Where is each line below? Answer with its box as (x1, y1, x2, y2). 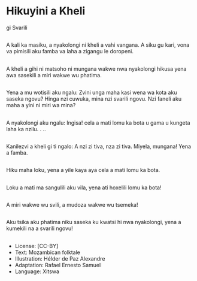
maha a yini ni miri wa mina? (6, 102, 76, 109)
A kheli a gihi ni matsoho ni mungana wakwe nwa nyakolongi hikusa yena (6, 65, 187, 72)
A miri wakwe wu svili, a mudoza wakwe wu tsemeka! (6, 201, 138, 209)
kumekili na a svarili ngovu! (6, 225, 73, 232)
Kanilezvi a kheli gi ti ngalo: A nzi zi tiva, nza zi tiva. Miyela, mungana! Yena (6, 143, 192, 150)
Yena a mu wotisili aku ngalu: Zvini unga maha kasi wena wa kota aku (6, 89, 177, 96)
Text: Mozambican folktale (14, 249, 81, 256)
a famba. (6, 149, 28, 156)
